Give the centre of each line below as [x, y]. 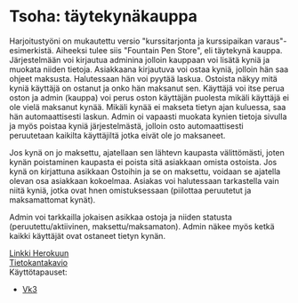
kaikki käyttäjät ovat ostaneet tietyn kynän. [88, 235]
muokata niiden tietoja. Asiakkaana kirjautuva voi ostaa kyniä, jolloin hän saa [149, 69]
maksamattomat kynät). [52, 199]
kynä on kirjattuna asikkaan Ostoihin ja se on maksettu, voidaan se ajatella [145, 171]
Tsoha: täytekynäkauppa [104, 16]
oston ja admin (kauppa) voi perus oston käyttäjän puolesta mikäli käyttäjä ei [149, 97]
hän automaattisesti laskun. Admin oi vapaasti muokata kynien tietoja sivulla [148, 116]
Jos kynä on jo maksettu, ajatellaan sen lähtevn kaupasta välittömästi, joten [147, 152]
